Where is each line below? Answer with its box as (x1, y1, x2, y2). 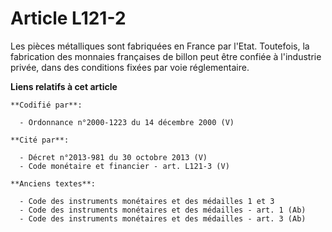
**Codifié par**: (10, 100, 83, 110)
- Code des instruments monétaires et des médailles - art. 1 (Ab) (19, 205, 307, 215)
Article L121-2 (10, 7, 127, 30)
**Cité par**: (10, 135, 70, 145)
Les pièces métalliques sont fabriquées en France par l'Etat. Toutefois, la (10, 40, 310, 52)
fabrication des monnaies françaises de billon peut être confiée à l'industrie (10, 50, 322, 62)
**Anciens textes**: (10, 178, 97, 189)
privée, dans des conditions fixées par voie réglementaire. (10, 61, 250, 73)
